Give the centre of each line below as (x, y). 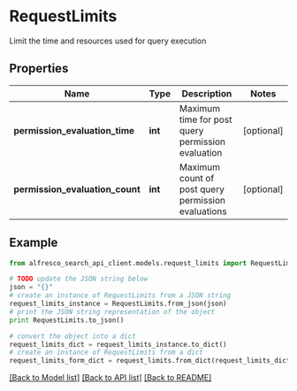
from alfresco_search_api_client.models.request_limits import (128, 263)
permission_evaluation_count (77, 189)
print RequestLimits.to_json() (67, 320)
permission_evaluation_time (74, 130)
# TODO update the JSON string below (79, 279)
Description (207, 93)
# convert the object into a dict (73, 336)
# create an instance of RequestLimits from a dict (106, 353)
